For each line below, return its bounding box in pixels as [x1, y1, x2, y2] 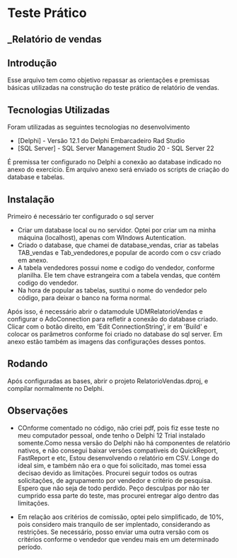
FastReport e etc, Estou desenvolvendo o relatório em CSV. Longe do [17, 453, 219, 462]
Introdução [7, 57, 57, 69]
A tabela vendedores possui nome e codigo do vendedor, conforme [17, 263, 215, 272]
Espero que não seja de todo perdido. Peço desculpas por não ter [17, 484, 210, 492]
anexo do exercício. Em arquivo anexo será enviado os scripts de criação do [7, 165, 230, 174]
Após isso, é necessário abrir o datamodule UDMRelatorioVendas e [7, 307, 203, 316]
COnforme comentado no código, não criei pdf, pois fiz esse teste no [17, 423, 219, 432]
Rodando [7, 358, 48, 370]
